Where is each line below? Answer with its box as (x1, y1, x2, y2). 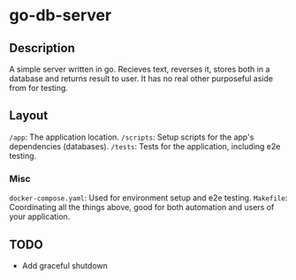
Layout (9, 108, 49, 124)
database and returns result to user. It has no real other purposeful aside (9, 73, 274, 84)
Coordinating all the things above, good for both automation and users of (9, 202, 275, 213)
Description (9, 41, 75, 56)
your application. (9, 211, 71, 222)
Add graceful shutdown (21, 260, 109, 270)
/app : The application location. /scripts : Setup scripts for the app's (9, 132, 254, 142)
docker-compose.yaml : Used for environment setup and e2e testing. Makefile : (9, 193, 288, 203)
